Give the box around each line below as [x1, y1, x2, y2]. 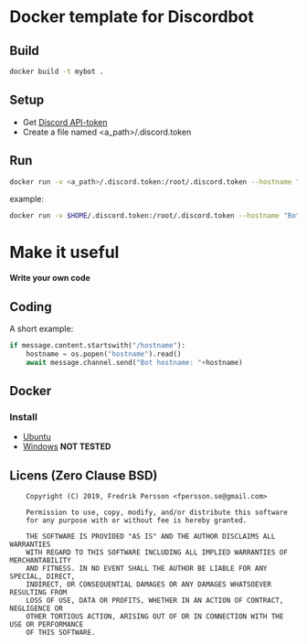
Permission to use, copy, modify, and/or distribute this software [26, 508, 288, 518]
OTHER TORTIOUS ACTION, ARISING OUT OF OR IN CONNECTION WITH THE [26, 612, 284, 621]
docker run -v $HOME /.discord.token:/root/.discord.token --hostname [9, 211, 281, 220]
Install [9, 410, 38, 423]
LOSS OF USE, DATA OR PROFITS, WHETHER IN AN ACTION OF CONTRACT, [26, 596, 284, 606]
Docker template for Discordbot [9, 6, 254, 27]
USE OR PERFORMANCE [9, 620, 84, 629]
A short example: [9, 323, 74, 334]
